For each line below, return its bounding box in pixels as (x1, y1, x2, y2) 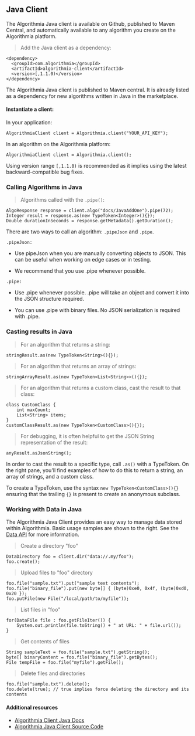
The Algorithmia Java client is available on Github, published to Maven (6, 20, 175, 27)
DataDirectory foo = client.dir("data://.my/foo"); (6, 554, 134, 559)
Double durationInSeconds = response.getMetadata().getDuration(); (6, 218, 174, 224)
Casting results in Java (6, 328, 72, 336)
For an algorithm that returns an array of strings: (20, 362, 137, 369)
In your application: (6, 119, 53, 126)
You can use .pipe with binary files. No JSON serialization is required (14, 307, 180, 314)
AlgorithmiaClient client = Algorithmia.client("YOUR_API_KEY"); (6, 130, 168, 137)
